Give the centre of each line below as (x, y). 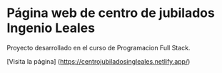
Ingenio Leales (51, 28)
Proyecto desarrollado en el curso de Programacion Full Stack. (99, 47)
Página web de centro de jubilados (111, 13)
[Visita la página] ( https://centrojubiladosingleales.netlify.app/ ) (99, 61)
